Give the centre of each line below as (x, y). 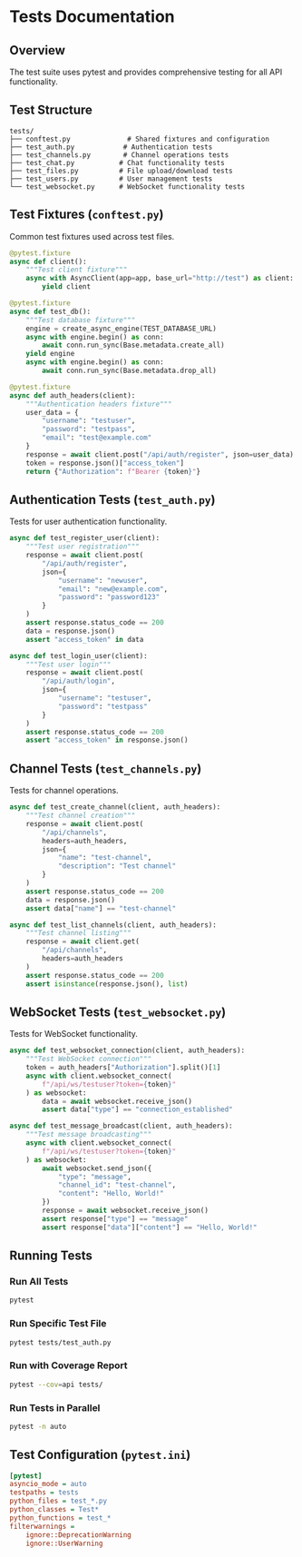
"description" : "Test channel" (117, 866)
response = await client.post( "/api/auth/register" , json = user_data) (160, 454)
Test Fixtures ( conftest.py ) (87, 215)
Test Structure (51, 110)
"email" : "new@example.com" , (113, 589)
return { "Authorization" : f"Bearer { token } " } (113, 471)
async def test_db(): (50, 311)
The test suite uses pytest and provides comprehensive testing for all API (146, 72)
